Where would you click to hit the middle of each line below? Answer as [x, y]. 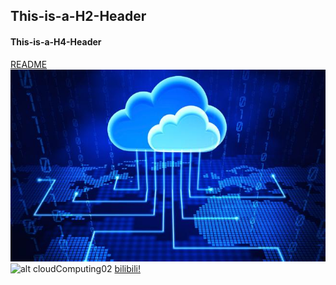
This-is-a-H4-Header [56, 41]
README [29, 64]
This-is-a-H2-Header [78, 16]
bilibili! [127, 268]
